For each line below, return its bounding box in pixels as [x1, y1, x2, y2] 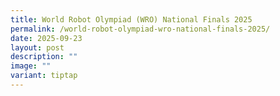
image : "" [10, 61, 52, 71]
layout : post [10, 42, 65, 53]
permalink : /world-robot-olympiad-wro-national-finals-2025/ [10, 24, 271, 34]
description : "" [10, 52, 78, 62]
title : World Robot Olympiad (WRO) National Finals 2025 [10, 14, 253, 25]
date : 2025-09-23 [10, 33, 83, 43]
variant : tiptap [10, 71, 78, 81]
